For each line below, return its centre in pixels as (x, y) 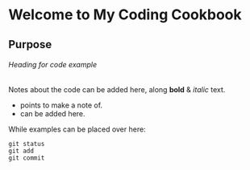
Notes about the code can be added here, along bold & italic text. (117, 89)
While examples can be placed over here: (77, 129)
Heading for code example (53, 65)
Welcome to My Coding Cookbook (125, 15)
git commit (27, 158)
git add (21, 151)
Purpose (30, 45)
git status (27, 144)
